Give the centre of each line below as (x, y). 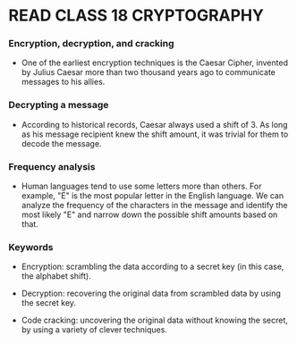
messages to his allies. (63, 82)
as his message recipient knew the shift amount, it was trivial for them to (155, 134)
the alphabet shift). (56, 276)
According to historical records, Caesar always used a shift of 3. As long (154, 124)
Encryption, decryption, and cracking (92, 44)
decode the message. (61, 143)
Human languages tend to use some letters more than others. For (141, 186)
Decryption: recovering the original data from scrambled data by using (151, 294)
